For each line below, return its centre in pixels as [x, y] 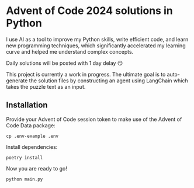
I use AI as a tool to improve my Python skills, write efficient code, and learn [97, 39]
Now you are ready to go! [37, 168]
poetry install [25, 158]
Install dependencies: [32, 147]
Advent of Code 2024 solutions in [90, 11]
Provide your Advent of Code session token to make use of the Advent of [94, 119]
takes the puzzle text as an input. [46, 86]
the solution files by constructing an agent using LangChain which [108, 81]
